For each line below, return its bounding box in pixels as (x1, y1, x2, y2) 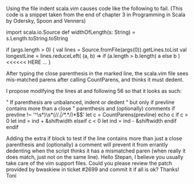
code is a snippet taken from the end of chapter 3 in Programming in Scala (6, 11, 186, 18)
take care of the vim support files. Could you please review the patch (6, 160, 172, 166)
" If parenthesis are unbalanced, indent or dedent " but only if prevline (6, 99, 175, 106)
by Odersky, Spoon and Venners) (6, 18, 86, 24)
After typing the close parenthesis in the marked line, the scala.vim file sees (6, 70, 189, 77)
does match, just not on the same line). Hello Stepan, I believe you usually (6, 154, 183, 160)
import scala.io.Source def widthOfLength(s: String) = (6, 29, 136, 36)
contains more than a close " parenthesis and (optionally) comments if (6, 105, 175, 112)
